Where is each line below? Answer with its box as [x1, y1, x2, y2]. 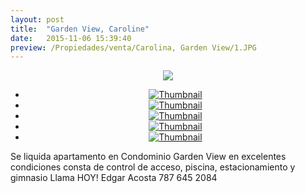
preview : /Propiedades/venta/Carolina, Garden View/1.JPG [10, 42, 257, 53]
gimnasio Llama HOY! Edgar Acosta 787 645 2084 [10, 172, 218, 184]
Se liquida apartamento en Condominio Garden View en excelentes [10, 151, 287, 163]
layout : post [10, 14, 65, 25]
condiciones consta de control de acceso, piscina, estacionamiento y [10, 161, 296, 173]
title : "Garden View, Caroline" [10, 24, 150, 34]
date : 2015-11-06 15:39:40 [10, 33, 132, 43]
